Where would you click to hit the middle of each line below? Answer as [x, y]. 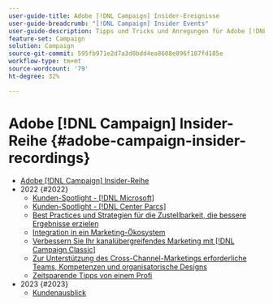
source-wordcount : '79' [49, 69]
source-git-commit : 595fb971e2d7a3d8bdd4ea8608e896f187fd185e [116, 54]
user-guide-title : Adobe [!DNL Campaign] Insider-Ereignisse [114, 16]
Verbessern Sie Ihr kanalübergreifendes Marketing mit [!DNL [134, 241]
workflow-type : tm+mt [45, 62]
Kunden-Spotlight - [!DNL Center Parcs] [99, 206]
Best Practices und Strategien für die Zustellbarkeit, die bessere [139, 215]
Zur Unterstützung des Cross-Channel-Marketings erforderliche [139, 258]
